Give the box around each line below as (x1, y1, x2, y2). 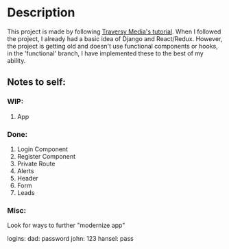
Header (16, 174, 39, 182)
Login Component (16, 145, 69, 153)
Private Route (16, 159, 56, 168)
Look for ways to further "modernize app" (7, 221, 125, 230)
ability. (7, 56, 26, 64)
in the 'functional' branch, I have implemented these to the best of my (7, 49, 204, 57)
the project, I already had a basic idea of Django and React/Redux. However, (7, 34, 223, 42)
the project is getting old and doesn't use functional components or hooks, (7, 42, 218, 50)
